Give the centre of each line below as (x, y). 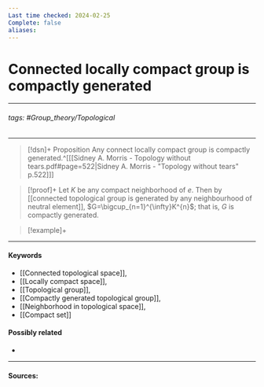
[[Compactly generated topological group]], (90, 298)
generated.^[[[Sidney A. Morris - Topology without (109, 157)
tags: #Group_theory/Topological (62, 117)
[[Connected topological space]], (73, 273)
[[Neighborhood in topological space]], (82, 306)
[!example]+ (47, 230)
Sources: (23, 375)
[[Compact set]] (46, 315)
